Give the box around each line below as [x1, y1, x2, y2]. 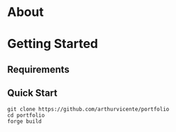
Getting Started [7, 36, 99, 52]
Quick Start [7, 88, 58, 99]
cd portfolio [7, 112, 45, 119]
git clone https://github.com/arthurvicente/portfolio [7, 106, 170, 113]
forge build [7, 117, 42, 125]
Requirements [7, 63, 70, 75]
